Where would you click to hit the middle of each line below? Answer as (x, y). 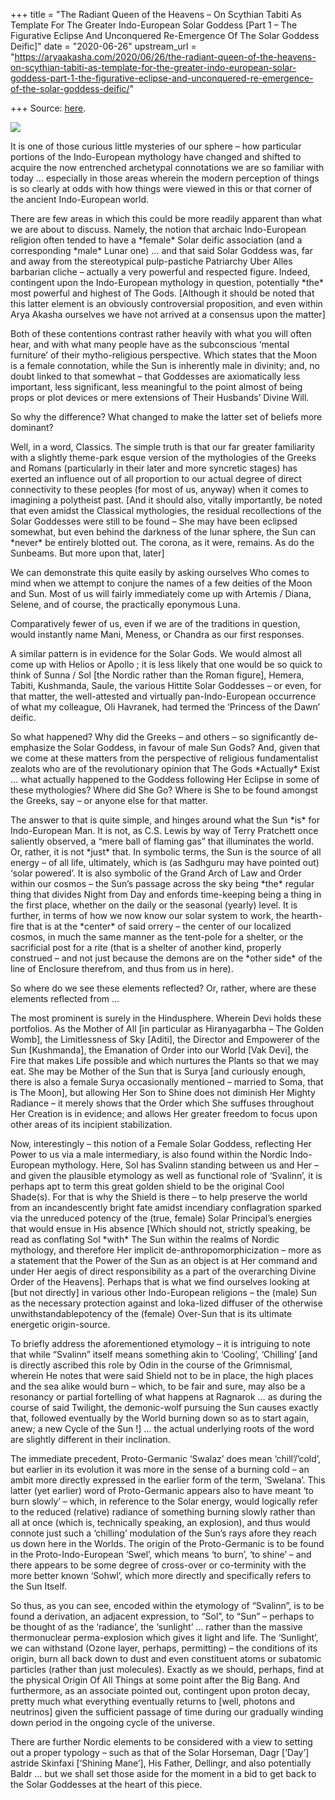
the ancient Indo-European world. (80, 199)
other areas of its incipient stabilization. (91, 1124)
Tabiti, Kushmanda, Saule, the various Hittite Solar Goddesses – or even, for (166, 685)
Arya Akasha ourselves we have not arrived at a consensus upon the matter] (168, 314)
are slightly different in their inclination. (90, 1439)
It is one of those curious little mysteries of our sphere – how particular (156, 146)
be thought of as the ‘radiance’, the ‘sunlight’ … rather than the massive (156, 1627)
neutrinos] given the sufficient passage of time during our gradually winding (167, 1712)
